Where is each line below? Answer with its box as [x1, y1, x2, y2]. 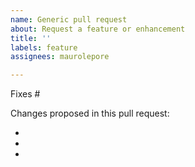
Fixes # [10, 88, 41, 100]
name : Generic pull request [10, 14, 128, 25]
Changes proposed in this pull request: [10, 107, 170, 120]
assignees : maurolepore [10, 52, 110, 62]
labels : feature [10, 42, 78, 53]
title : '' [10, 33, 52, 43]
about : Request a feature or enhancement [10, 24, 186, 34]
